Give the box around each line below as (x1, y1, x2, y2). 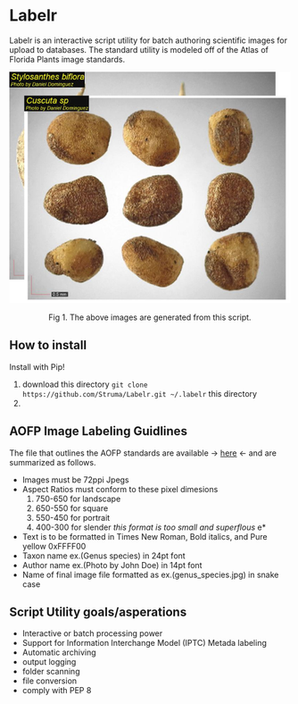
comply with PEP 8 (21, 685, 92, 696)
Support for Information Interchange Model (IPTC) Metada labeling (21, 638, 268, 649)
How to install (9, 338, 87, 353)
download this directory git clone (21, 379, 148, 390)
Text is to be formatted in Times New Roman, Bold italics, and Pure (21, 531, 268, 541)
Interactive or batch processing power (21, 628, 163, 639)
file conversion (21, 675, 78, 686)
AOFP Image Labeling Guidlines (9, 423, 187, 439)
